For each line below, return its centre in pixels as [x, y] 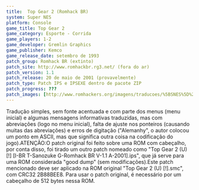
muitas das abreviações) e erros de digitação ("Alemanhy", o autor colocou [98, 130]
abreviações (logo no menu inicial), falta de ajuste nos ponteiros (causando [98, 124]
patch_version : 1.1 [30, 72]
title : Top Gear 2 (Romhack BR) [47, 12]
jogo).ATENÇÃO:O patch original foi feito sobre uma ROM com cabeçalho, [96, 142]
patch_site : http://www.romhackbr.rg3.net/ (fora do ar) [78, 67]
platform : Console [29, 23]
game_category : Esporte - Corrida [49, 34]
